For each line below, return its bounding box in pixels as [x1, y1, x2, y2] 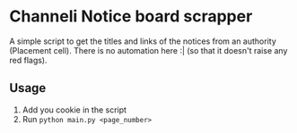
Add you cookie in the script [22, 104, 127, 115]
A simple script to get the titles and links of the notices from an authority [9, 36, 276, 46]
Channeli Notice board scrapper [9, 6, 253, 27]
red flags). [9, 54, 48, 65]
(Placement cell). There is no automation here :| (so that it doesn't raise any [9, 45, 288, 55]
